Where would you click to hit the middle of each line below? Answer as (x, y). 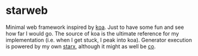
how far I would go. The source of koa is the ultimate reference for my (92, 33)
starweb (27, 11)
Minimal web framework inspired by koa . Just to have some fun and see (95, 27)
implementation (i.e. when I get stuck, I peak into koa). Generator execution (99, 40)
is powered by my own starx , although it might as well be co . (81, 46)
